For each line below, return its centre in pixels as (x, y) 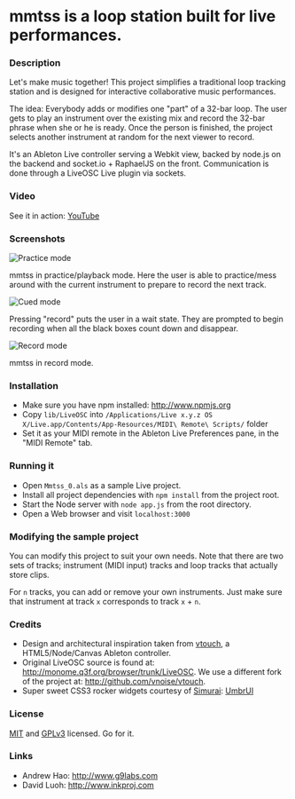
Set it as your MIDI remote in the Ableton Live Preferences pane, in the (150, 433)
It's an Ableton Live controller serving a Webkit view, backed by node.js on (145, 154)
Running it (32, 466)
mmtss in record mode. (51, 363)
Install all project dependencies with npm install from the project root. (151, 494)
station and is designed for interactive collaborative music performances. (143, 91)
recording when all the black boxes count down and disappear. (124, 328)
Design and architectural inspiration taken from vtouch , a (126, 644)
